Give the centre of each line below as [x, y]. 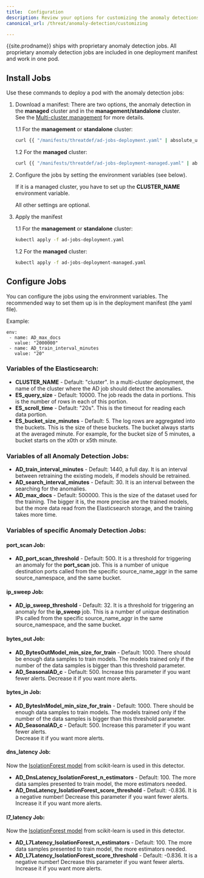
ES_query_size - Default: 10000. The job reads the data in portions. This [105, 395]
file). [12, 309]
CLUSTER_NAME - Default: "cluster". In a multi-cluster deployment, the [104, 382]
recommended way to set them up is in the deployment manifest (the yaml [99, 303]
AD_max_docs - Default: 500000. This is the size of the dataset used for [106, 495]
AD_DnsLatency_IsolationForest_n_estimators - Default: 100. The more [105, 777]
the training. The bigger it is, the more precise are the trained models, [102, 502]
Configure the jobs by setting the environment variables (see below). [101, 175]
